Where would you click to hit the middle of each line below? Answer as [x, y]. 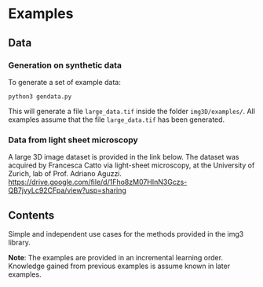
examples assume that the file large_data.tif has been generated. [117, 120]
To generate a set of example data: [65, 82]
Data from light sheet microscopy [73, 140]
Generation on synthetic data [65, 65]
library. [20, 242]
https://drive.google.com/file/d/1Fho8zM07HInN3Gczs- [98, 182]
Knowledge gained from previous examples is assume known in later [119, 266]
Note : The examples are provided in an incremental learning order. [116, 257]
